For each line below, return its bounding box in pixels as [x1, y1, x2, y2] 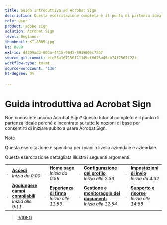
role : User [5, 18, 28, 23]
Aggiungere [12, 182, 37, 188]
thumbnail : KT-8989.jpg [5, 40, 55, 45]
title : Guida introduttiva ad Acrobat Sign [5, 8, 97, 13]
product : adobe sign [5, 24, 48, 29]
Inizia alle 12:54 [84, 201, 118, 207]
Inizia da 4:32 [131, 175, 159, 181]
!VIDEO [17, 215, 32, 221]
